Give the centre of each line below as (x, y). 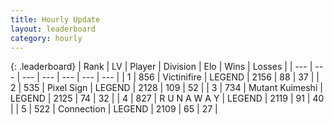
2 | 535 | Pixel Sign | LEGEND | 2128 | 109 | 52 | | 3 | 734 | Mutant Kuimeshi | (166, 88)
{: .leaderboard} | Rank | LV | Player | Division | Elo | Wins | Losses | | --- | (161, 67)
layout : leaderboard (53, 29)
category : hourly (46, 38)
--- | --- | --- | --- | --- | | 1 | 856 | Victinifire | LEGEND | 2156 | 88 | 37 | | (170, 77)
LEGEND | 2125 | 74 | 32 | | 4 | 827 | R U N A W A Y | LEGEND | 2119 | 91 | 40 (167, 98)
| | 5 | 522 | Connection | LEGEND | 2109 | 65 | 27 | (114, 109)
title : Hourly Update (55, 19)
